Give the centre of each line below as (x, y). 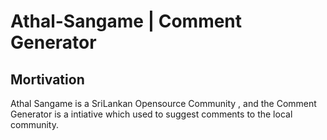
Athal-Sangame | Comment (126, 21)
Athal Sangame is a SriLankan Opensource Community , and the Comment (163, 103)
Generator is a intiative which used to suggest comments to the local (151, 114)
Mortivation (47, 79)
